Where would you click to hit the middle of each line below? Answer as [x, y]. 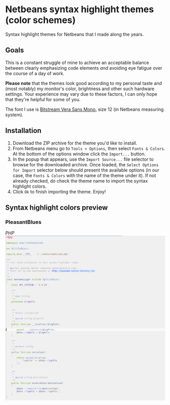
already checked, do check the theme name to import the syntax [80, 181]
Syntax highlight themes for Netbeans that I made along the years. [75, 34]
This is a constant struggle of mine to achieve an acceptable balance [77, 63]
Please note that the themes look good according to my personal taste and [84, 83]
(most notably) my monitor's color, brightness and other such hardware [80, 89]
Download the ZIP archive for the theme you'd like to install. [75, 143]
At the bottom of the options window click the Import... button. [79, 154]
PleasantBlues [23, 222]
